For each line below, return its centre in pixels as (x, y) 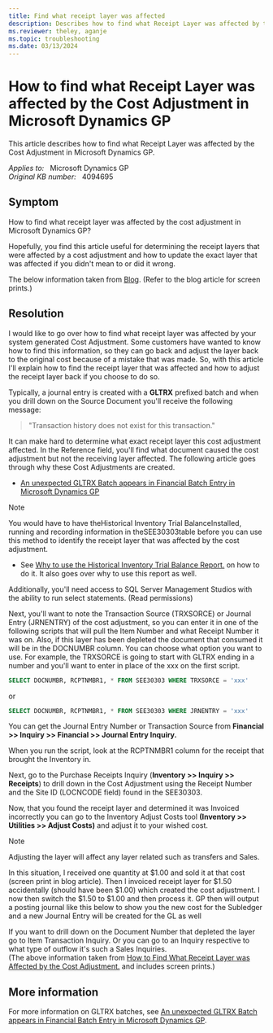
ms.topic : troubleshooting (54, 39)
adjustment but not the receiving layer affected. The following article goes (132, 458)
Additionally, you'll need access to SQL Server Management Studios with (130, 589)
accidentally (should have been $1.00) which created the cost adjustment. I (134, 890)
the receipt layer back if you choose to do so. (84, 376)
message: (25, 409)
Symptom (34, 202)
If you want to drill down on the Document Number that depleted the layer (132, 932)
